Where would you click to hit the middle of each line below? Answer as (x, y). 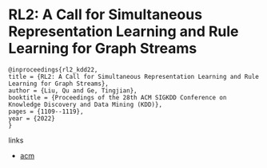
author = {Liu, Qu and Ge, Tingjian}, (73, 90)
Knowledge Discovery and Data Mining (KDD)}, (85, 104)
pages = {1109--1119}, (46, 111)
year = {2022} (32, 118)
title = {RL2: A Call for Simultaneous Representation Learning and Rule (134, 76)
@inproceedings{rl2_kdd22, (53, 69)
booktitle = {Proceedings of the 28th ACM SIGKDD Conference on (118, 97)
